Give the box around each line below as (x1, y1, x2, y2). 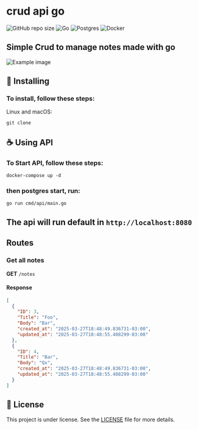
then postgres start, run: (6, 187, 80, 195)
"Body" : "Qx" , (17, 360, 53, 366)
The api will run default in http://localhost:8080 (6, 217, 193, 227)
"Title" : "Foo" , (17, 314, 59, 321)
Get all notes (6, 256, 44, 265)
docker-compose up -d (6, 173, 62, 179)
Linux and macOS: (6, 108, 52, 115)
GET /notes (6, 270, 35, 277)
